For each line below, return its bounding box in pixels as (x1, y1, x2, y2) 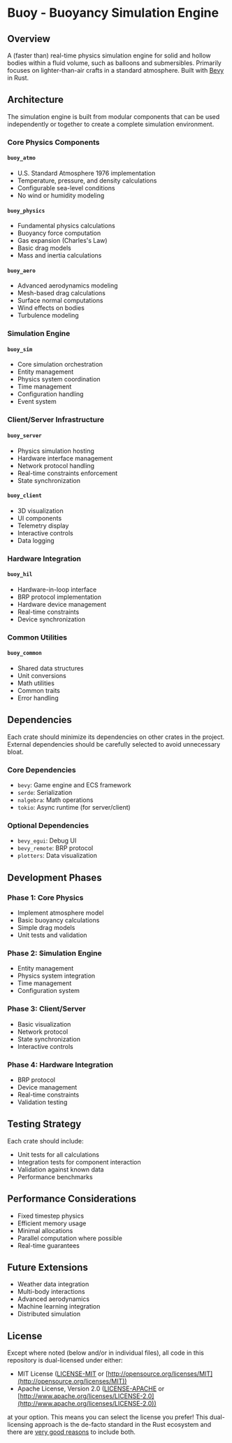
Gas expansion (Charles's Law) (17, 237, 108, 245)
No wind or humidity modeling (17, 191, 105, 199)
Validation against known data (17, 1165, 104, 1174)
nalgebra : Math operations (17, 796, 94, 804)
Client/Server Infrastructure (7, 415, 105, 425)
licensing (7, 1421, 34, 1429)
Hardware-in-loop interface (17, 585, 97, 593)
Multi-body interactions (17, 1288, 85, 1296)
